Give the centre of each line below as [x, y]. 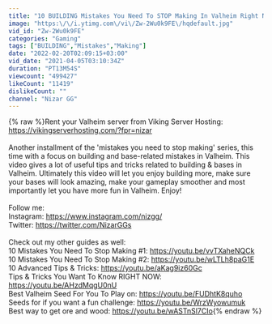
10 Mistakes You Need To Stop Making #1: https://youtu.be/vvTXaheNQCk [132, 251]
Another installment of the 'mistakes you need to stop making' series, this [131, 147]
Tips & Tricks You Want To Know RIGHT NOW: [85, 277]
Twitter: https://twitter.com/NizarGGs [70, 225]
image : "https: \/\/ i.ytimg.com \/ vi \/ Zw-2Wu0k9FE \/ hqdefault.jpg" [121, 23]
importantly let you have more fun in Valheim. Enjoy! [95, 190]
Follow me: [26, 208]
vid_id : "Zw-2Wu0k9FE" [47, 31]
